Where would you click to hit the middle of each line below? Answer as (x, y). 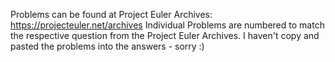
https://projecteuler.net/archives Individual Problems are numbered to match (167, 25)
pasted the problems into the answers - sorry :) (107, 46)
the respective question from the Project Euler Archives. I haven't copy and (165, 35)
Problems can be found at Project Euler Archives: (111, 14)
